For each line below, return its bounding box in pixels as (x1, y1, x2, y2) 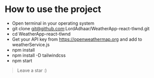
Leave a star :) (17, 67, 47, 73)
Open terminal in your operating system (12, 20, 95, 26)
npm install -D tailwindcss (12, 52, 66, 58)
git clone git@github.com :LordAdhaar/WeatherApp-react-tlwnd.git (12, 25, 149, 31)
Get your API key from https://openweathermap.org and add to (12, 36, 142, 42)
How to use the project (5, 4, 101, 15)
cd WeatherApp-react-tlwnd (12, 31, 71, 37)
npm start (12, 57, 32, 63)
